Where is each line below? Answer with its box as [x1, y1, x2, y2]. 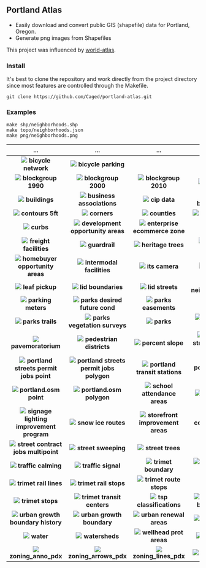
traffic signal [82, 461, 121, 470]
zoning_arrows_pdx [68, 552, 127, 561]
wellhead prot [142, 528, 184, 537]
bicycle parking [78, 160, 124, 169]
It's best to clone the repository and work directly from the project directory [6, 75, 197, 83]
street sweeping [77, 444, 126, 453]
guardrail [88, 240, 115, 249]
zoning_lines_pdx [132, 552, 185, 561]
